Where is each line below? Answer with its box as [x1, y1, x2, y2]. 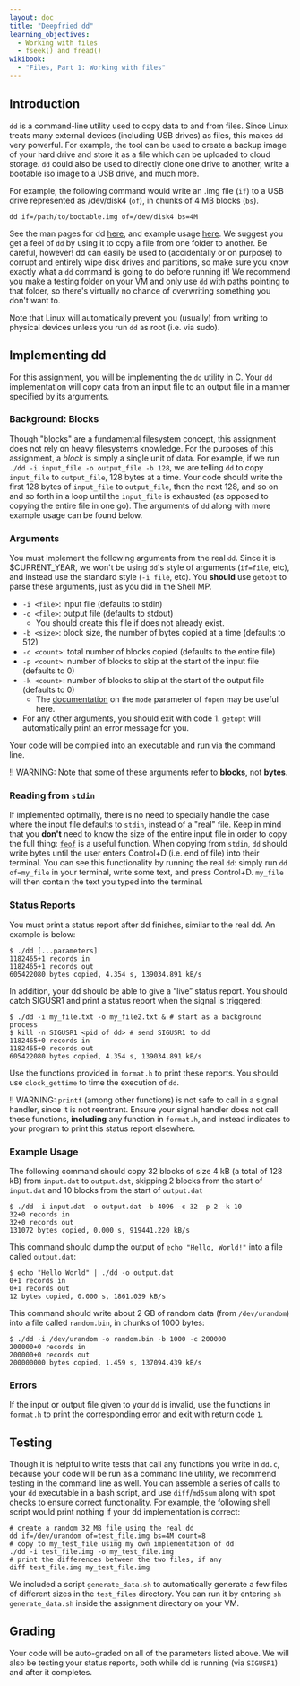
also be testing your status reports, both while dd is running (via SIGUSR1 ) [9, 1657, 279, 1668]
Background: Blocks [9, 413, 99, 426]
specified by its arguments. [9, 391, 110, 401]
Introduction [9, 96, 81, 112]
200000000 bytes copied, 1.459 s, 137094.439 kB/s [9, 1357, 202, 1367]
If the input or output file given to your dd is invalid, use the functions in [9, 1400, 271, 1410]
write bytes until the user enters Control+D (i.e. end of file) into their [9, 847, 260, 858]
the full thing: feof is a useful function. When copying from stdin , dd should [9, 839, 288, 849]
